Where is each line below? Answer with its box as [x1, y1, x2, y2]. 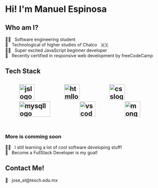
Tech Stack [5, 67, 41, 76]
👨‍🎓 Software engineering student [5, 36, 76, 42]
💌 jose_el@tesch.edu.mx [5, 177, 58, 183]
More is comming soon [5, 133, 62, 140]
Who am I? [5, 23, 39, 32]
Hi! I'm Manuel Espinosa [5, 3, 107, 15]
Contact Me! [5, 164, 45, 173]
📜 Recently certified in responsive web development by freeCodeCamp [5, 53, 153, 58]
